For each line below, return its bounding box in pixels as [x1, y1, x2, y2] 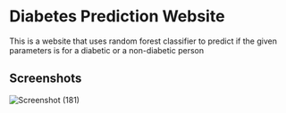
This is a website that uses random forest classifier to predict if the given [9, 36, 277, 46]
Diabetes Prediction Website [9, 6, 225, 27]
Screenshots [9, 71, 82, 86]
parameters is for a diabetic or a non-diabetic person [9, 44, 204, 55]
